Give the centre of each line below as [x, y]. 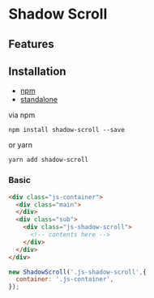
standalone [39, 100]
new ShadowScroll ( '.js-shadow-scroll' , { [78, 272]
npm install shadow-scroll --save [67, 130]
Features [31, 44]
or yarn [21, 145]
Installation [37, 71]
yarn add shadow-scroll [49, 160]
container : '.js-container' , [65, 279]
